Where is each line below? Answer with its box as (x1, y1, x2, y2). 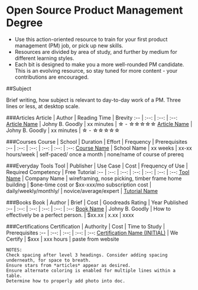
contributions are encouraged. (14, 73, 89, 80)
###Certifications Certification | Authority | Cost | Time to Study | (6, 223, 165, 230)
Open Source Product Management (6, 4, 183, 17)
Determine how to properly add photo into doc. (6, 278, 126, 284)
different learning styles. (14, 54, 74, 62)
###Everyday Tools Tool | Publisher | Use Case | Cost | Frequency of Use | (6, 162, 188, 169)
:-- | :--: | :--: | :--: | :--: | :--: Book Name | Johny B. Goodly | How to (6, 205, 171, 212)
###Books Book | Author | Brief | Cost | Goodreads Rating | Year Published (6, 199, 188, 206)
